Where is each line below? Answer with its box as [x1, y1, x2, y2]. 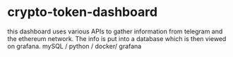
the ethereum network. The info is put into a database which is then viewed [7, 34, 227, 42]
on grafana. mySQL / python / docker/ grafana [7, 42, 142, 50]
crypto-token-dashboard [7, 4, 157, 20]
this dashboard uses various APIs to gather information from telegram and [7, 27, 223, 35]
